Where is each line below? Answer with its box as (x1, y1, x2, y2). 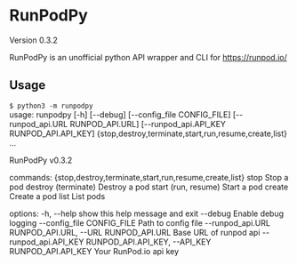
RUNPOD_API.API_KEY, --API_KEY (85, 237, 212, 247)
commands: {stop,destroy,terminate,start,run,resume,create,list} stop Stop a (9, 172, 289, 182)
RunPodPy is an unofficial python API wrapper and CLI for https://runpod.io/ (9, 52, 287, 62)
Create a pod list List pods (9, 190, 106, 201)
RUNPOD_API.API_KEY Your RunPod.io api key (9, 245, 180, 256)
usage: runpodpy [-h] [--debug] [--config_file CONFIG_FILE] (9, 108, 231, 120)
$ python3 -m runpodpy (9, 101, 93, 110)
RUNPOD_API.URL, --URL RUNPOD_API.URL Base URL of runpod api (9, 227, 261, 237)
